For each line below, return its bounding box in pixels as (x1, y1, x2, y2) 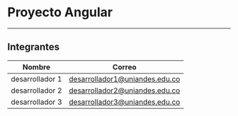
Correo (112, 62, 137, 71)
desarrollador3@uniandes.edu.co (69, 97, 181, 107)
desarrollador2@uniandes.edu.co (69, 86, 181, 95)
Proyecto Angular (7, 4, 113, 21)
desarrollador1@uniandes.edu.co (69, 74, 181, 83)
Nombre (22, 62, 51, 71)
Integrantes (7, 41, 60, 53)
